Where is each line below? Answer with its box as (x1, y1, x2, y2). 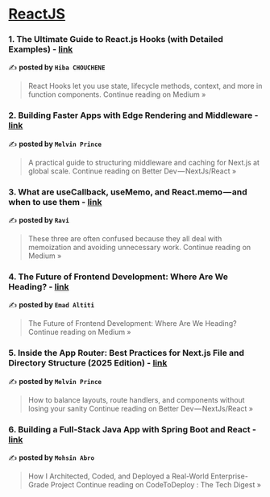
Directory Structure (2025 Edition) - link (8, 357, 168, 369)
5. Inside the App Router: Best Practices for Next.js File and (8, 348, 244, 359)
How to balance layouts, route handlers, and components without (27, 395, 245, 404)
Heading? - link (8, 282, 69, 292)
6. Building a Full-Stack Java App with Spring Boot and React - (8, 424, 256, 435)
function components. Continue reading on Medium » (27, 90, 206, 99)
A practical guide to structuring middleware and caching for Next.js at (27, 157, 260, 167)
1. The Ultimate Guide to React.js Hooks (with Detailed (8, 34, 224, 45)
